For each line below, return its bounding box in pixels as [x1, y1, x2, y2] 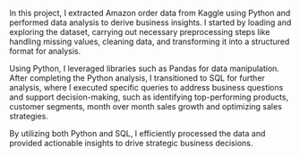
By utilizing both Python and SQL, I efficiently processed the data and [9, 128, 266, 138]
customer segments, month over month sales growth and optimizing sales [9, 101, 282, 111]
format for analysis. [9, 46, 81, 57]
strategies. [9, 111, 49, 121]
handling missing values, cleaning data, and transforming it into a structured [9, 36, 290, 47]
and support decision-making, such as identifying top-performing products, [9, 92, 289, 102]
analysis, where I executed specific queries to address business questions [9, 83, 284, 92]
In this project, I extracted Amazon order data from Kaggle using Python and [9, 8, 291, 18]
